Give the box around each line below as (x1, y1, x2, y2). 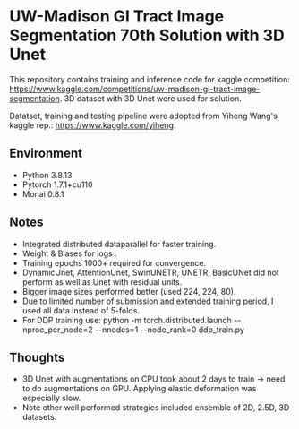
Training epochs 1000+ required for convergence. (21, 257, 207, 268)
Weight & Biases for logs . (21, 248, 118, 259)
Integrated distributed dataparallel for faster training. (21, 238, 217, 249)
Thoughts (9, 349, 65, 365)
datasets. (21, 412, 57, 423)
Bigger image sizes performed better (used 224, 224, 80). (21, 286, 236, 296)
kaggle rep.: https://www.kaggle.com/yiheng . (9, 119, 176, 131)
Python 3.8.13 (21, 169, 73, 180)
